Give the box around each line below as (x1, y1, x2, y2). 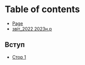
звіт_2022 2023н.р (12, 25, 52, 31)
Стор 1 (12, 54, 26, 60)
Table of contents (5, 4, 80, 15)
